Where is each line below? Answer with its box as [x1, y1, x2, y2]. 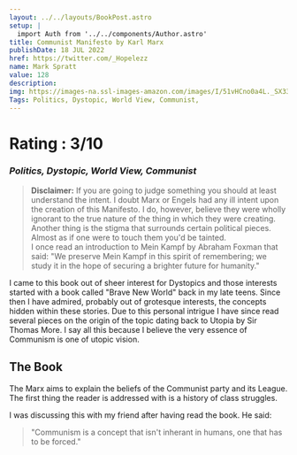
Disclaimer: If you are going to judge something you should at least [30, 185, 277, 196]
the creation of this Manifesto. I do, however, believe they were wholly [30, 204, 286, 214]
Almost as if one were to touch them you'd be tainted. [30, 232, 227, 243]
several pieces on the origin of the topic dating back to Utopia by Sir [9, 315, 258, 326]
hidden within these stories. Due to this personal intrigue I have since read [9, 305, 279, 316]
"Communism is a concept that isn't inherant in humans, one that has [30, 427, 283, 437]
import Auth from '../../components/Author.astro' [17, 29, 208, 38]
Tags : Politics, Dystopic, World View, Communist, [9, 95, 200, 104]
